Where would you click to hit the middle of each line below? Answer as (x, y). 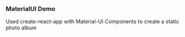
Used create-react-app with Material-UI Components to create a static (92, 22)
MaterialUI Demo (31, 9)
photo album (21, 28)
